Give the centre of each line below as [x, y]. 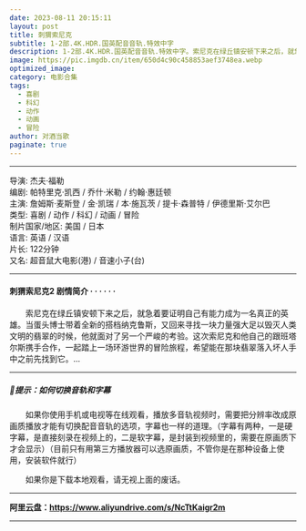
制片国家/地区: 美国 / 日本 [57, 226]
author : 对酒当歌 [40, 137]
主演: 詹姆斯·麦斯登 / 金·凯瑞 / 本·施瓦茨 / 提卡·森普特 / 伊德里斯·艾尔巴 [140, 203]
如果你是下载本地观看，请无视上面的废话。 [105, 479]
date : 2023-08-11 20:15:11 [61, 18]
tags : [20, 86]
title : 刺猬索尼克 [41, 35]
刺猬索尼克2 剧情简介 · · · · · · [63, 291]
